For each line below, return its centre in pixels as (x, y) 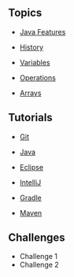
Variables (35, 62)
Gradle (30, 198)
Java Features (43, 31)
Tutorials (30, 118)
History (31, 47)
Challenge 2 (39, 265)
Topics (25, 13)
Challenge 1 (38, 257)
